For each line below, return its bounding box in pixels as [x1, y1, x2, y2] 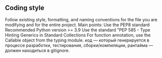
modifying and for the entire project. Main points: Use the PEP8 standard [5, 22, 150, 28]
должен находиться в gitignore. [5, 47, 70, 53]
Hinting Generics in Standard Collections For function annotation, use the [5, 32, 151, 38]
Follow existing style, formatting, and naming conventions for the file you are [5, 16, 158, 22]
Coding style [5, 4, 44, 12]
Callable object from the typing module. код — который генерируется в [5, 37, 149, 43]
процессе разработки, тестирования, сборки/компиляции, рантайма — [5, 42, 153, 48]
